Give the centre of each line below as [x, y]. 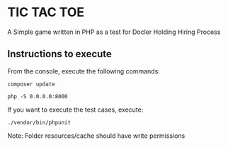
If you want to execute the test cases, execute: [75, 110]
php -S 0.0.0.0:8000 [38, 96]
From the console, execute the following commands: [84, 71]
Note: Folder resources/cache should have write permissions [96, 136]
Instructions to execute [59, 54]
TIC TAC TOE [46, 12]
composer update [31, 84]
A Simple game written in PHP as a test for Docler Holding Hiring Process [114, 32]
